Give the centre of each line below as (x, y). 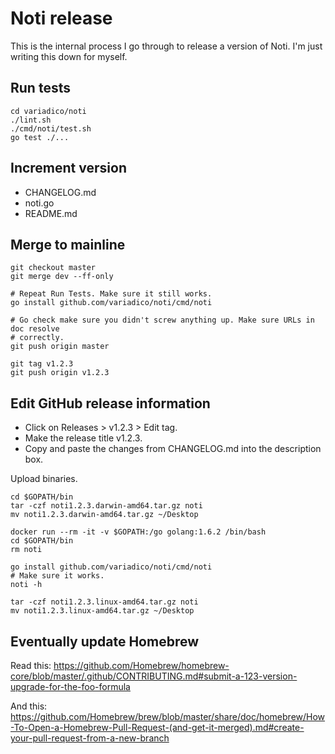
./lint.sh (31, 120)
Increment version (68, 168)
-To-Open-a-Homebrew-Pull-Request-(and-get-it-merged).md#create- (157, 727)
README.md (51, 213)
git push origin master (60, 347)
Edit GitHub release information (110, 403)
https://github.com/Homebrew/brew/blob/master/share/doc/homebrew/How (168, 716)
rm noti (26, 550)
